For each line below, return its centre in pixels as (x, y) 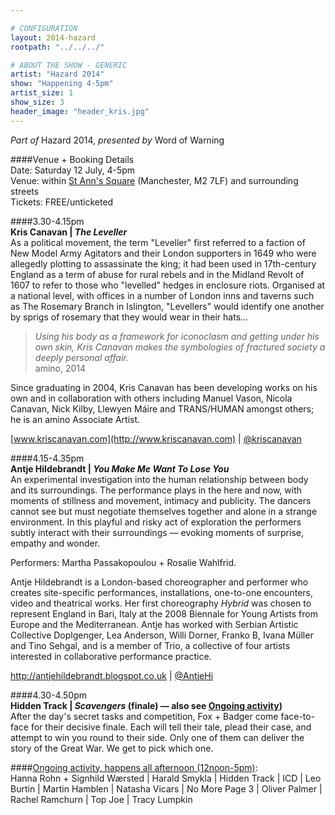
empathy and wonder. (55, 543)
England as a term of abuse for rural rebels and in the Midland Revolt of (157, 274)
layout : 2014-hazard (53, 37)
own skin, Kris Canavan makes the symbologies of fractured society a (180, 347)
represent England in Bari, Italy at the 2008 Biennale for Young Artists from (164, 613)
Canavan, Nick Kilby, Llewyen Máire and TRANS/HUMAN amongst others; (162, 408)
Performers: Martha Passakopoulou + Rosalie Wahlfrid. (123, 562)
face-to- (298, 716)
